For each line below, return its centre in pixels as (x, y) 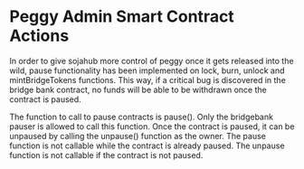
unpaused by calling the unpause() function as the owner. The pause (138, 136)
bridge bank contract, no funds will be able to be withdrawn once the (138, 89)
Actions (39, 36)
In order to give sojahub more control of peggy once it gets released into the (152, 61)
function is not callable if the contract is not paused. (106, 155)
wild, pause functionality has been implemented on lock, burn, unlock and (147, 70)
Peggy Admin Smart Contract (122, 17)
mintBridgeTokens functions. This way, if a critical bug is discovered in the (148, 80)
